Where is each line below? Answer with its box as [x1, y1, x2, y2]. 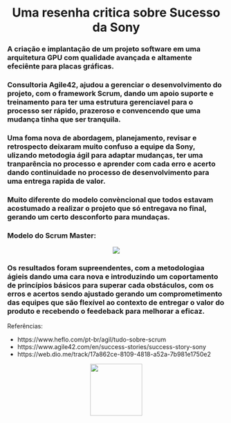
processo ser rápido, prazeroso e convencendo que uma [7, 106, 201, 115]
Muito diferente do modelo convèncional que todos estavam [7, 195, 214, 205]
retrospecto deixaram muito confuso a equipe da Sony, [7, 142, 196, 151]
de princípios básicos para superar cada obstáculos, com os [7, 281, 214, 290]
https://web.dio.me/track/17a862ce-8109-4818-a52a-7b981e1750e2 [17, 350, 211, 359]
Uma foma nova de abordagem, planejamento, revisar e [7, 133, 197, 142]
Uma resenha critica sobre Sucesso [12, 5, 221, 21]
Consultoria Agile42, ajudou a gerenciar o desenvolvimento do [7, 80, 223, 90]
